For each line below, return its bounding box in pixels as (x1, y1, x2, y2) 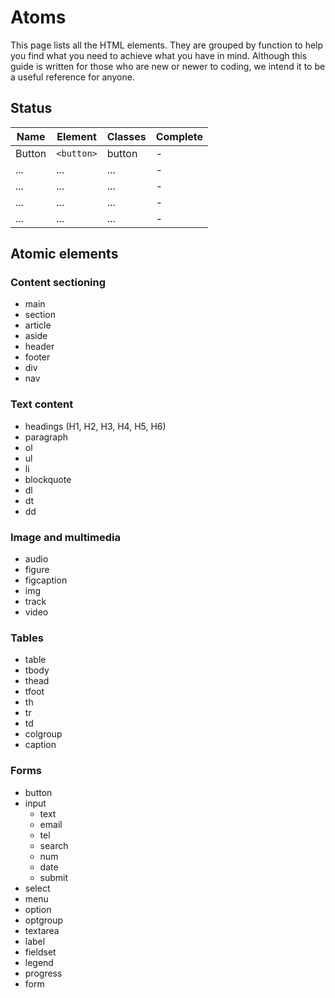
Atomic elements (10, 246, 119, 263)
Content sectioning (10, 276, 107, 290)
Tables (10, 631, 44, 645)
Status (10, 100, 53, 117)
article (24, 319, 52, 331)
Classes (106, 129, 147, 143)
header (24, 341, 55, 353)
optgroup (24, 914, 64, 926)
